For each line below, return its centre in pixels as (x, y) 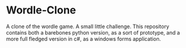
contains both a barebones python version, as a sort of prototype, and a (93, 32)
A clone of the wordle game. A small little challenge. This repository (88, 26)
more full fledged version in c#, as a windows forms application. (84, 39)
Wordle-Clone (41, 10)
